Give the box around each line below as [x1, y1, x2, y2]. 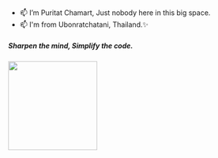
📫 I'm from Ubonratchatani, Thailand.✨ [19, 20, 148, 29]
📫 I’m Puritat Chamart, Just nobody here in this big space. [19, 8, 211, 17]
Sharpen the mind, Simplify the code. [8, 40, 133, 51]
